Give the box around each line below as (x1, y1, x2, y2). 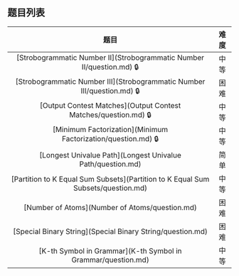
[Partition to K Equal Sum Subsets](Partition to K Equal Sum (11, 174, 210, 184)
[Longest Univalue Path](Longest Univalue (38, 150, 181, 160)
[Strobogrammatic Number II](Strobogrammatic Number (16, 53, 205, 62)
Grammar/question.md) (70, 255, 149, 265)
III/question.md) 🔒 (80, 86, 140, 96)
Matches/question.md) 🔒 (68, 110, 152, 120)
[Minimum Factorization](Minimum (52, 125, 169, 135)
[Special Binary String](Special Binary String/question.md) (13, 226, 208, 236)
